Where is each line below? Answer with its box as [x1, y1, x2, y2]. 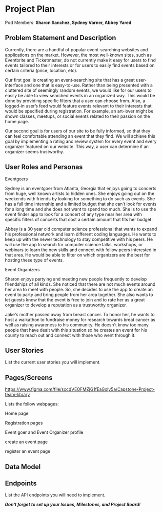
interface [5, 82, 23, 88]
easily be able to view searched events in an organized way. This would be [5, 92, 155, 98]
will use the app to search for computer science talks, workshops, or [5, 241, 143, 247]
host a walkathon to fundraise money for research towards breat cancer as [5, 317, 156, 322]
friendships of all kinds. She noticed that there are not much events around [5, 281, 156, 287]
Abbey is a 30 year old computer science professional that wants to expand [5, 226, 157, 232]
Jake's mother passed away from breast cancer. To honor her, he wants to [5, 311, 155, 317]
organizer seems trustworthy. [5, 149, 64, 154]
